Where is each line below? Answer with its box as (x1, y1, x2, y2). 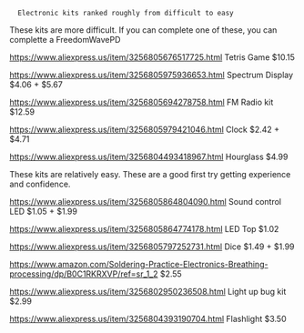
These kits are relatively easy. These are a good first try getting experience (9, 169, 291, 179)
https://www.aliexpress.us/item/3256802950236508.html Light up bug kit (9, 287, 287, 297)
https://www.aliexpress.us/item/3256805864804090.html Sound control (9, 197, 282, 207)
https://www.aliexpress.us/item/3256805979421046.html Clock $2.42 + (9, 124, 280, 135)
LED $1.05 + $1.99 (9, 206, 77, 217)
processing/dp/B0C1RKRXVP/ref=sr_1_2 (9, 268, 158, 279)
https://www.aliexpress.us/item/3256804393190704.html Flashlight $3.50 (9, 314, 287, 324)
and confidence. (9, 178, 71, 189)
